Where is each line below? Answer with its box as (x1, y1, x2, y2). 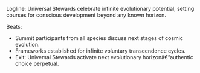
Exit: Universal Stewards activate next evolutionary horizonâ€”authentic (15, 54, 193, 60)
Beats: (6, 23, 22, 30)
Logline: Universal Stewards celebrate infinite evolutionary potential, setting (6, 5, 195, 12)
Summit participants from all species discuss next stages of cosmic (15, 35, 183, 41)
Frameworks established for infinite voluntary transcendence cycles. (15, 47, 186, 54)
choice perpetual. (15, 60, 59, 67)
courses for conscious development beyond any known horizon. (6, 11, 166, 19)
